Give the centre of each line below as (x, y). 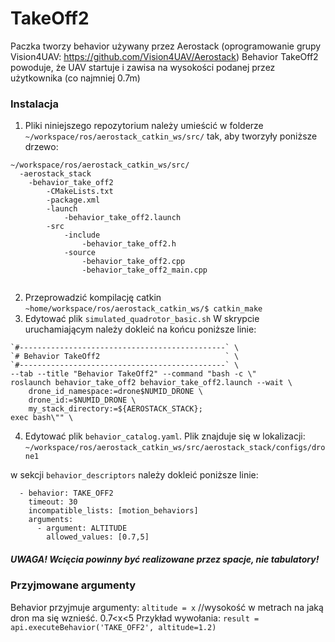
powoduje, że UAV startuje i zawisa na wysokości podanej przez (143, 67)
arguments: (51, 520)
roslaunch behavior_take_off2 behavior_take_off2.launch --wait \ (151, 383)
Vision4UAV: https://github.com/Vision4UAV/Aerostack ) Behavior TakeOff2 (164, 56)
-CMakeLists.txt (80, 192)
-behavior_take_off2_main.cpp (144, 270)
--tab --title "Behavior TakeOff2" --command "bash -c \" (133, 374)
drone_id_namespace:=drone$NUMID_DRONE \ (115, 392)
